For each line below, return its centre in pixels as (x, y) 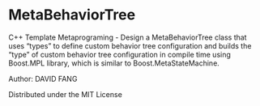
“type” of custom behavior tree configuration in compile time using (119, 54)
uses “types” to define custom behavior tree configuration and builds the (130, 45)
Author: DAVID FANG (43, 78)
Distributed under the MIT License (66, 94)
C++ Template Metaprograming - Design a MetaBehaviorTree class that (128, 37)
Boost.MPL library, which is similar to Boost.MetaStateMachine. (114, 63)
